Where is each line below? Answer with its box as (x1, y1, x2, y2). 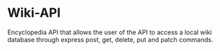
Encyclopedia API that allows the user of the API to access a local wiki (7, 28, 212, 36)
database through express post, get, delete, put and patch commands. (7, 35, 214, 43)
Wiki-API (7, 5, 61, 21)
